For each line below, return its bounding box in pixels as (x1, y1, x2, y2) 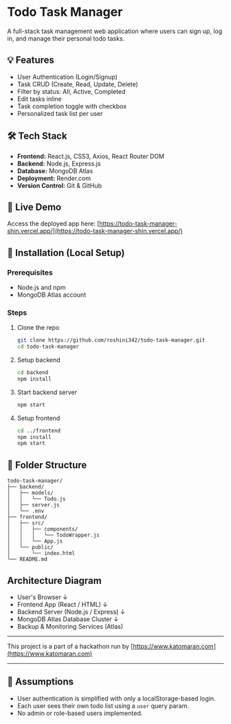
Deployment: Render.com (16, 174, 91, 182)
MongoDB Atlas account (16, 291, 87, 299)
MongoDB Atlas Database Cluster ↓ (16, 615, 119, 623)
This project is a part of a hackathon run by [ (7, 642, 133, 650)
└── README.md (7, 556, 48, 563)
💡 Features (7, 55, 55, 66)
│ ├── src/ (7, 520, 45, 527)
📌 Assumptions (7, 676, 74, 687)
